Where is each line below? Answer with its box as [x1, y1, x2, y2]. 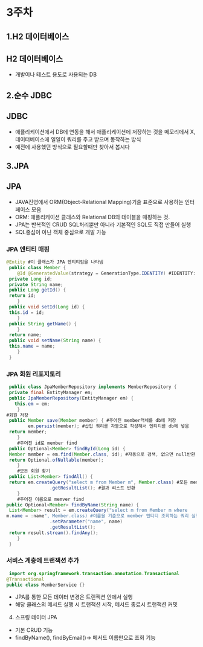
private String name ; [8, 281, 63, 287]
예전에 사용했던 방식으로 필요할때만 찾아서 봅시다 [14, 143, 130, 150]
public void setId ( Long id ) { [8, 304, 85, 310]
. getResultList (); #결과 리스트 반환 [49, 485, 136, 491]
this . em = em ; [14, 401, 50, 407]
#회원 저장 [6, 412, 29, 418]
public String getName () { [8, 320, 77, 327]
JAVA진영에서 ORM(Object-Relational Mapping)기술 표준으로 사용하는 [14, 198, 184, 205]
